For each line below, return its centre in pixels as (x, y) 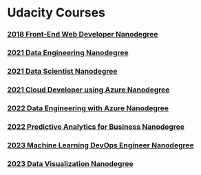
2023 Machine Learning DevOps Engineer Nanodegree (100, 145)
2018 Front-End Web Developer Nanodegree (83, 34)
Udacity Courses (56, 13)
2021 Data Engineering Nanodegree (68, 53)
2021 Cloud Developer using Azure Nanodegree (88, 90)
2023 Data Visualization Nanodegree (70, 163)
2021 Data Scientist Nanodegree (62, 71)
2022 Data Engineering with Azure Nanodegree (88, 108)
